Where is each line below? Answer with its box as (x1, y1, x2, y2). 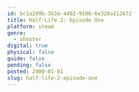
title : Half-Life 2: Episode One (7, 17, 104, 24)
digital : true (7, 42, 49, 49)
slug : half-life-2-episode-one (7, 74, 98, 82)
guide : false (7, 55, 45, 62)
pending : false (7, 62, 51, 68)
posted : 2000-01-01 (7, 68, 64, 75)
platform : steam (7, 23, 54, 30)
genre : (7, 29, 26, 37)
